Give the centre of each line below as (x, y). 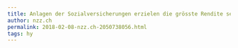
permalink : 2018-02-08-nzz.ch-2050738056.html (77, 27)
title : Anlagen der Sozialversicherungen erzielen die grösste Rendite (115, 14)
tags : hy (20, 34)
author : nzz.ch (30, 20)
